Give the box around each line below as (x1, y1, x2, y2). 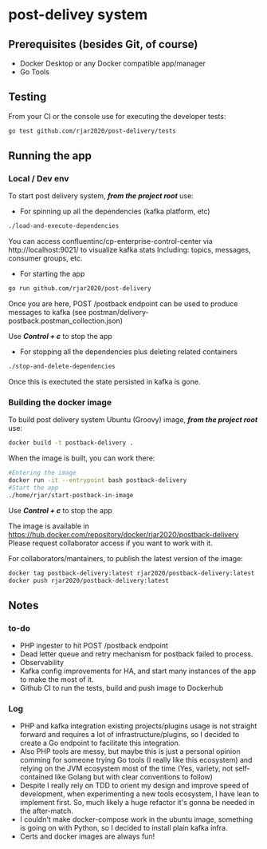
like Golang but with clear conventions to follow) (54, 772, 214, 782)
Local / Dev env (8, 173, 69, 184)
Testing (8, 90, 47, 104)
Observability (19, 658, 65, 668)
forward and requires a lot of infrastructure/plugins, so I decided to (19, 730, 240, 739)
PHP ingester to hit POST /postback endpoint (19, 641, 169, 651)
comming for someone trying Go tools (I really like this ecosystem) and (19, 755, 253, 765)
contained (19, 772, 53, 782)
